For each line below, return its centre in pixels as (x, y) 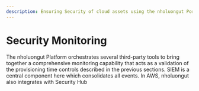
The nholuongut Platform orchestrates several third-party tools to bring (93, 57)
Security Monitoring (57, 40)
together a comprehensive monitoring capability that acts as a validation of (97, 63)
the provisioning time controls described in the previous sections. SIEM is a (98, 69)
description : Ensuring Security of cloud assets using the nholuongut (95, 11)
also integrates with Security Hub (47, 82)
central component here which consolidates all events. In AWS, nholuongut (98, 75)
